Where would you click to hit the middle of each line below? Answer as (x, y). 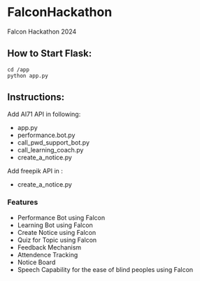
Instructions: (36, 98)
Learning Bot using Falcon (55, 225)
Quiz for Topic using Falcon (57, 240)
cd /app (19, 70)
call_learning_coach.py (50, 150)
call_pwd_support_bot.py (53, 142)
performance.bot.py (46, 135)
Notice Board (36, 262)
